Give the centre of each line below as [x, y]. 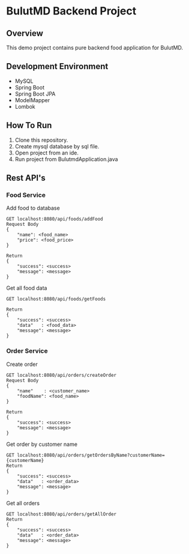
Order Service [27, 351]
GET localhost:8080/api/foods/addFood [55, 219]
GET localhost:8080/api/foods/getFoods [56, 299]
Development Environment [57, 66]
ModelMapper [32, 100]
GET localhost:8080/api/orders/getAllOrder [61, 514]
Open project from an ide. [47, 153]
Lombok [25, 106]
